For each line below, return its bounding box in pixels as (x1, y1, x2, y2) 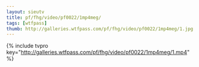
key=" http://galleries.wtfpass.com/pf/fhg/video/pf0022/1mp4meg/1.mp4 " (6, 49, 190, 56)
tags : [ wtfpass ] (6, 20, 47, 26)
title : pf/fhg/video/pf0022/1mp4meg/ (6, 14, 102, 21)
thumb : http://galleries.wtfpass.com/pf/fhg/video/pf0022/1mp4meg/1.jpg (6, 25, 194, 32)
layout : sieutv (6, 8, 45, 15)
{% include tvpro (6, 42, 48, 49)
